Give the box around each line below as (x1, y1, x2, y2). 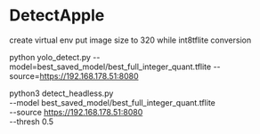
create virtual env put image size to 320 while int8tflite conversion (9, 35, 252, 45)
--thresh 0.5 (9, 116, 54, 127)
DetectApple (9, 5, 105, 26)
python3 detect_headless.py (9, 88, 114, 99)
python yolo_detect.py (9, 51, 92, 62)
